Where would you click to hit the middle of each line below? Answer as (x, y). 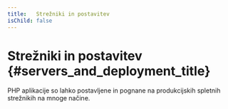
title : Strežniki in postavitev (59, 14)
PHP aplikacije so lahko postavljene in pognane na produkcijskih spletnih (114, 90)
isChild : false (30, 21)
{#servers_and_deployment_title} (109, 71)
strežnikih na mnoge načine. (49, 98)
